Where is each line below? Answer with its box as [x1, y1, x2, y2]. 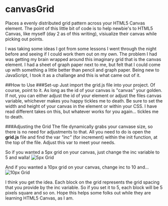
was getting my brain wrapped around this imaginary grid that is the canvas [5, 56, 161, 62]
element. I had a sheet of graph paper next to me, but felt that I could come [5, 61, 160, 67]
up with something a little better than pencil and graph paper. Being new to [5, 66, 159, 73]
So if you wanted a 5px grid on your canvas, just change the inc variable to [5, 149, 160, 155]
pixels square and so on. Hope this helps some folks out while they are [5, 189, 151, 195]
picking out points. [5, 36, 44, 42]
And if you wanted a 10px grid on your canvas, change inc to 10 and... [5, 164, 149, 170]
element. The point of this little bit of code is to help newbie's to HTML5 [5, 25, 153, 31]
